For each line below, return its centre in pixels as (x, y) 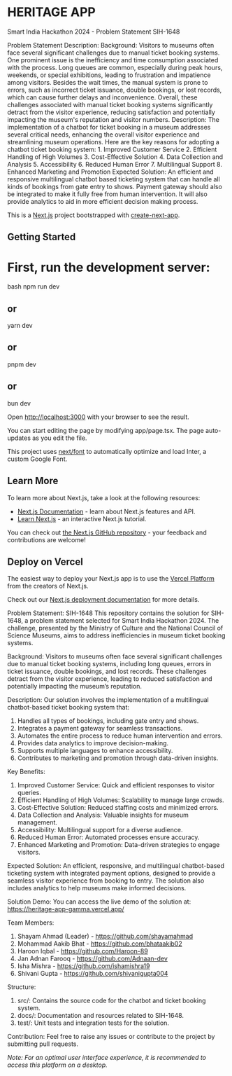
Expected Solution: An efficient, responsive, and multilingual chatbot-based (116, 866)
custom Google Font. (37, 459)
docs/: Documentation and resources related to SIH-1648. (100, 1016)
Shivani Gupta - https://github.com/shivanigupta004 (93, 974)
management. (37, 822)
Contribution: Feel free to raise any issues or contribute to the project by (111, 1037)
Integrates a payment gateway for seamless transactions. (100, 729)
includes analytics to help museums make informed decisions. (97, 888)
